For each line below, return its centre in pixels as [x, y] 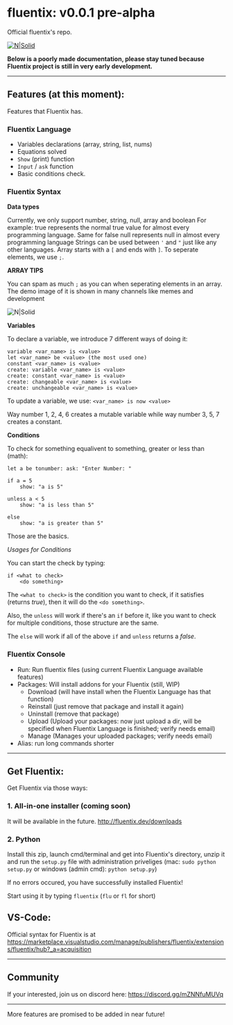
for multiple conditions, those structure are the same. [83, 623]
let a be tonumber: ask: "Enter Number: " [69, 469]
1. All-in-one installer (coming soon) [69, 806]
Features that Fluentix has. [45, 111]
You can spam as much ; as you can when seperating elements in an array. [115, 284]
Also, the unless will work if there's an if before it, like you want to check [112, 616]
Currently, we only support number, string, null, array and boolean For [107, 221]
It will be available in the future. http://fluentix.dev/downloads [95, 821]
